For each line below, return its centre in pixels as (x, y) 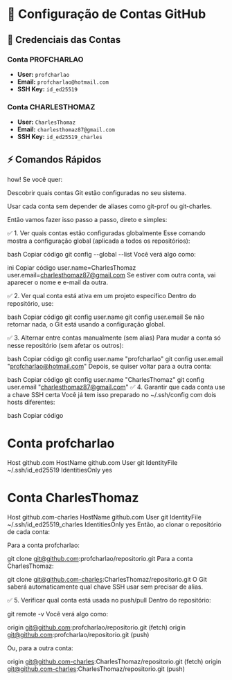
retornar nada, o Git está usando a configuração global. (86, 324)
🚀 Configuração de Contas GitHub (107, 14)
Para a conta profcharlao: (43, 545)
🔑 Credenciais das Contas (64, 40)
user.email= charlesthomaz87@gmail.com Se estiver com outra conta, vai (111, 275)
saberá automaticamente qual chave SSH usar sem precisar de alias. (105, 587)
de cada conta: (29, 531)
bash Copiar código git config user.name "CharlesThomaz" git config (106, 379)
